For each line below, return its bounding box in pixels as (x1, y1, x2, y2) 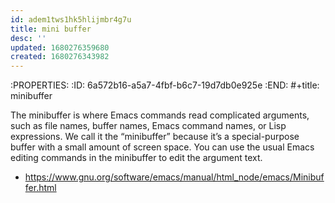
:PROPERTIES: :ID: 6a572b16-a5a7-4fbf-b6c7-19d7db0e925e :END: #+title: (10, 79, 320, 91)
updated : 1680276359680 (10, 42, 110, 53)
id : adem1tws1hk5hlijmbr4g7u (10, 14, 132, 25)
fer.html (24, 182, 57, 194)
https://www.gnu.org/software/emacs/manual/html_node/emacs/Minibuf (24, 171, 325, 183)
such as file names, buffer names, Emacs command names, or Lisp (10, 120, 287, 132)
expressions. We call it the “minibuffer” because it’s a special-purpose (10, 131, 300, 143)
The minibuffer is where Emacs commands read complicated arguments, (10, 109, 310, 121)
